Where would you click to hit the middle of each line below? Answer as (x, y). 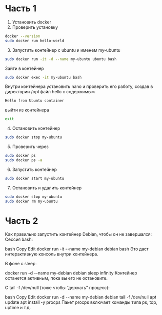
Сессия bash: (19, 239)
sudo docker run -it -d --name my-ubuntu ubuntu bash (61, 59)
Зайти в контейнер (25, 68)
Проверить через (30, 147)
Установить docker (31, 22)
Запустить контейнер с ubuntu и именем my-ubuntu (66, 50)
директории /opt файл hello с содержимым (50, 92)
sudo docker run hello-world (35, 41)
